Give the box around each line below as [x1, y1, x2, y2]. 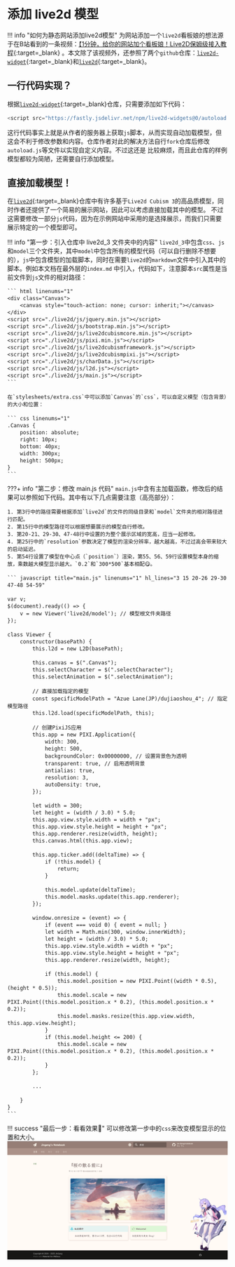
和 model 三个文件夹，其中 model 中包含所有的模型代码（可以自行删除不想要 [7, 247, 217, 255]
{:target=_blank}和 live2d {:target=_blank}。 [25, 57, 151, 65]
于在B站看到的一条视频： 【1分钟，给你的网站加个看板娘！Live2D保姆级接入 [7, 39, 221, 48]
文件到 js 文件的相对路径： [13, 273, 87, 281]
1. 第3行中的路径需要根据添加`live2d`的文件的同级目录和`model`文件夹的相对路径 [7, 509, 218, 516]
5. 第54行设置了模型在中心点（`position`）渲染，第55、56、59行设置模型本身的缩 [7, 554, 219, 561]
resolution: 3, [44, 775, 90, 782]
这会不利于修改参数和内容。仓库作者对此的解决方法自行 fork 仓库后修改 [7, 137, 210, 145]
